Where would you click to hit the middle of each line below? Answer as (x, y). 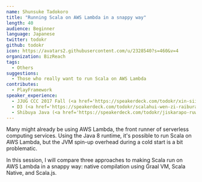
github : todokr (25, 46)
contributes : (23, 85)
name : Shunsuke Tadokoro (37, 12)
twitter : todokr (26, 40)
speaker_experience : (32, 96)
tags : (13, 62)
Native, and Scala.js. (32, 173)
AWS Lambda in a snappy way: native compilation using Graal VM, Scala (96, 166)
